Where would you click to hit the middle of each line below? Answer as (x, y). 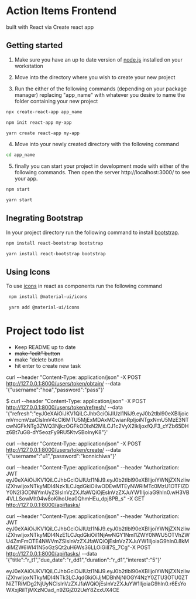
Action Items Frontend (61, 11)
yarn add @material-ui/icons (44, 307)
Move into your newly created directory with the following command (97, 144)
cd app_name (20, 155)
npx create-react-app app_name (44, 112)
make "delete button (39, 360)
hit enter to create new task (47, 366)
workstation (29, 66)
